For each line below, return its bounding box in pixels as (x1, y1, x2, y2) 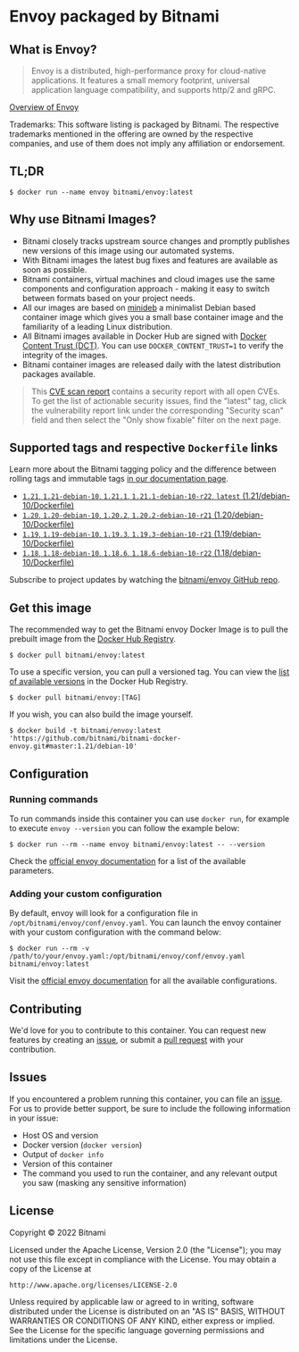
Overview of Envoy (9, 102, 79, 113)
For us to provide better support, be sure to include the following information (9, 1103, 291, 1113)
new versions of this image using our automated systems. (21, 245, 235, 256)
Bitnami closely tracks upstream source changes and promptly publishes (21, 235, 290, 247)
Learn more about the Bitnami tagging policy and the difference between (9, 464, 277, 474)
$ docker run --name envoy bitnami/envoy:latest (9, 188, 194, 197)
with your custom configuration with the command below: (9, 927, 221, 937)
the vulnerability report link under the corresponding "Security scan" (30, 405, 284, 416)
